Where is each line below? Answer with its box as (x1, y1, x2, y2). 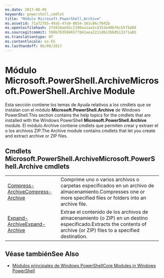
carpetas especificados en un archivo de (60, 182, 154, 189)
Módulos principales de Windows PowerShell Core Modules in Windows (12, 263, 156, 269)
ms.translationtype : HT (5, 35, 54, 40)
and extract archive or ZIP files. (5, 133, 68, 139)
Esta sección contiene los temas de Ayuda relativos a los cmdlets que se (5, 101, 151, 108)
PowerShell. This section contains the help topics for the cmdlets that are (5, 112, 151, 118)
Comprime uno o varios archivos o (60, 176, 140, 183)
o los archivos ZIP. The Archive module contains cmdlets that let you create (5, 128, 156, 134)
